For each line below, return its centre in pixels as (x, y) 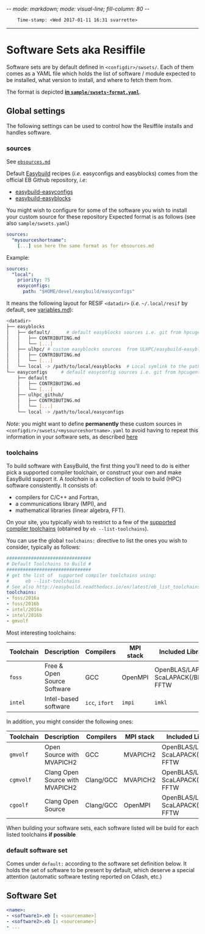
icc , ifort (99, 702)
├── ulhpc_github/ (41, 395)
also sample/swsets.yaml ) (38, 224)
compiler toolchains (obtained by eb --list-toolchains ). (77, 529)
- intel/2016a (24, 610)
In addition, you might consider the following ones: (70, 721)
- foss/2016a (23, 598)
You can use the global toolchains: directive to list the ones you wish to (97, 541)
